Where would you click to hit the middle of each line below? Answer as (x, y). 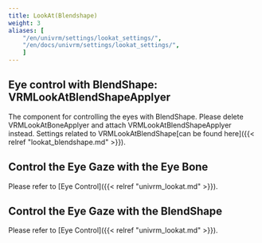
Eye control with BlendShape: (83, 85)
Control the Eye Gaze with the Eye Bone (108, 167)
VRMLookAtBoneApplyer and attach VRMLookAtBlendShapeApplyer (120, 125)
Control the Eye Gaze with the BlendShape (115, 212)
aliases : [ (26, 30)
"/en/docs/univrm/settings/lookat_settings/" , (101, 45)
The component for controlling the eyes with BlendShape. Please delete (126, 116)
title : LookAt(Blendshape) (53, 16)
